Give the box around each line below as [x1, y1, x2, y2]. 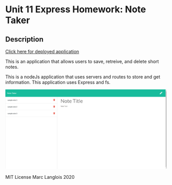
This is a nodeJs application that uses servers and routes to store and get [5, 74, 160, 80]
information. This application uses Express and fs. [5, 79, 111, 85]
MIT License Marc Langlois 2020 [5, 174, 75, 180]
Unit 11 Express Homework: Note [5, 4, 146, 15]
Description [5, 35, 44, 44]
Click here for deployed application [5, 49, 79, 54]
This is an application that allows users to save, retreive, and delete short [5, 58, 159, 65]
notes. [5, 64, 19, 70]
